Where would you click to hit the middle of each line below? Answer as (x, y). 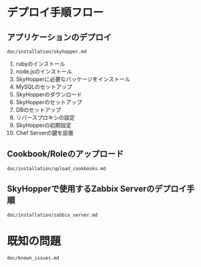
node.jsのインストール (44, 72)
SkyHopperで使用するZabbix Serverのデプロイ (97, 189)
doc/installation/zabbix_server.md (52, 215)
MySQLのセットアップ (44, 87)
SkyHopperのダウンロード (49, 95)
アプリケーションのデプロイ (59, 37)
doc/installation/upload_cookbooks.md (56, 168)
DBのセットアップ (39, 110)
